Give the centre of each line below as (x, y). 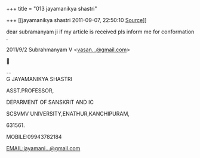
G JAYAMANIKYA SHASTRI (39, 79)
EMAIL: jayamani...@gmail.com (43, 148)
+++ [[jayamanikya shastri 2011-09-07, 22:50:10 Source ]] (76, 20)
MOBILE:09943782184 (34, 137)
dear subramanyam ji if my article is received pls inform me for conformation (100, 32)
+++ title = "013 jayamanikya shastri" (52, 9)
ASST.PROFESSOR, (30, 91)
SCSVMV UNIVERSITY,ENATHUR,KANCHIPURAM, (68, 114)
